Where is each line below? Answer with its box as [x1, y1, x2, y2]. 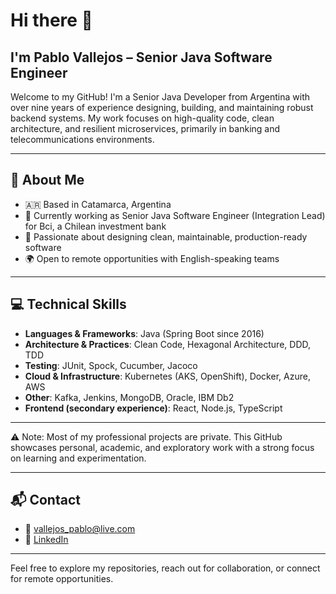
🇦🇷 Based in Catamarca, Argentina [24, 198, 172, 210]
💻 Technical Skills [10, 296, 127, 313]
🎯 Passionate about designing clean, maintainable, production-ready [24, 230, 308, 243]
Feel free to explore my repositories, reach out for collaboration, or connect [10, 562, 321, 574]
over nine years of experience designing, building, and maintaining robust [10, 102, 314, 113]
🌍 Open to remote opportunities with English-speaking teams [24, 252, 280, 264]
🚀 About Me [10, 172, 85, 189]
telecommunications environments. [10, 134, 155, 145]
